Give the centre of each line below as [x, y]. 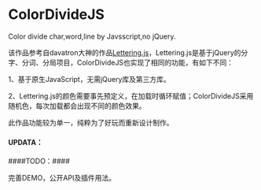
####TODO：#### [39, 161]
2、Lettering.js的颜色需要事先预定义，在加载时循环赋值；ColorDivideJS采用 [131, 95]
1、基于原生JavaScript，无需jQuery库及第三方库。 [89, 79]
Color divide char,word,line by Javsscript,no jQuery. [92, 36]
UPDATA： [26, 142]
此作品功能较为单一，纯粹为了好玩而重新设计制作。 [91, 122]
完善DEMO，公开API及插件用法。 [62, 178]
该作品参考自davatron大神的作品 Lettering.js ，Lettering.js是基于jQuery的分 [128, 52]
